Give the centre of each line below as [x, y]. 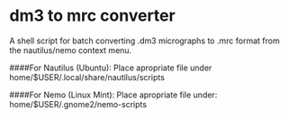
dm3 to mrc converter [92, 16]
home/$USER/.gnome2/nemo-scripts [78, 104]
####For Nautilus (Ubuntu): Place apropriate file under [111, 68]
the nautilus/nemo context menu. [71, 50]
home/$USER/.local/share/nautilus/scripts [87, 77]
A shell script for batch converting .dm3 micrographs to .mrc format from [145, 41]
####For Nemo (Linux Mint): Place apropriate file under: [113, 95]
